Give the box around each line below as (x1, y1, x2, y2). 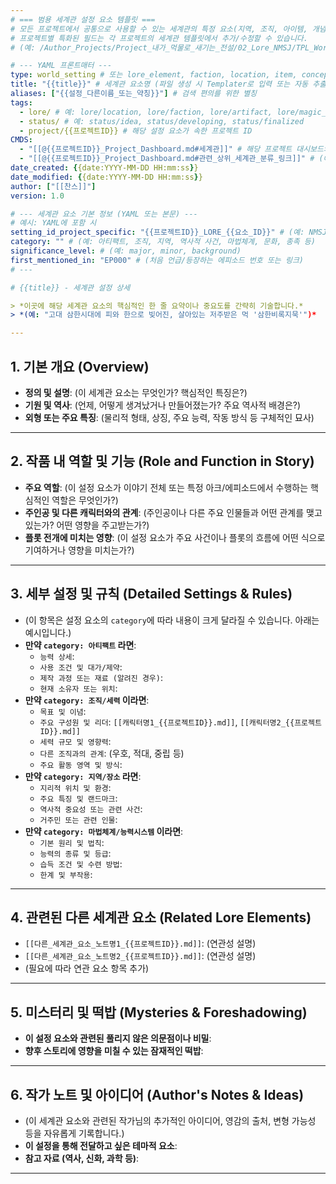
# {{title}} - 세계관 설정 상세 (10, 282, 131, 293)
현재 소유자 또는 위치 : (39, 682, 118, 694)
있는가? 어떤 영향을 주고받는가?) (24, 519, 150, 531)
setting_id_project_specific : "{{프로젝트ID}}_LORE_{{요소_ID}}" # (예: (10, 227, 305, 238)
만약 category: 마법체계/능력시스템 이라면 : (24, 825, 184, 837)
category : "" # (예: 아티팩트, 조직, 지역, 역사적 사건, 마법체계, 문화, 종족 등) (10, 237, 316, 247)
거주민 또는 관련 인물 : (39, 813, 118, 825)
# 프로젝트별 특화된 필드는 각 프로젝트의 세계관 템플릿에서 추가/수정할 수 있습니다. (10, 33, 308, 43)
